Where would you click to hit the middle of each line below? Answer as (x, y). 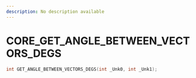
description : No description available (55, 12)
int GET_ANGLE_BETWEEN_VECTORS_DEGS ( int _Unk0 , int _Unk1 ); (82, 69)
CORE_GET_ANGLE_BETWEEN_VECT (98, 40)
